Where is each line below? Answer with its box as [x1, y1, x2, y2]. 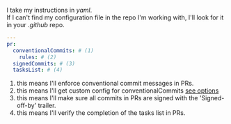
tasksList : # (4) [13, 66, 63, 74]
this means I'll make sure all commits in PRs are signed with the [16, 94, 198, 102]
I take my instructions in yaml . [6, 6, 93, 14]
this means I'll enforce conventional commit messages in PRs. [16, 79, 194, 88]
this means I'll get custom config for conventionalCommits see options [16, 86, 219, 95]
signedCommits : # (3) [13, 60, 76, 67]
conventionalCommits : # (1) [13, 47, 95, 54]
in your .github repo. [6, 21, 65, 29]
